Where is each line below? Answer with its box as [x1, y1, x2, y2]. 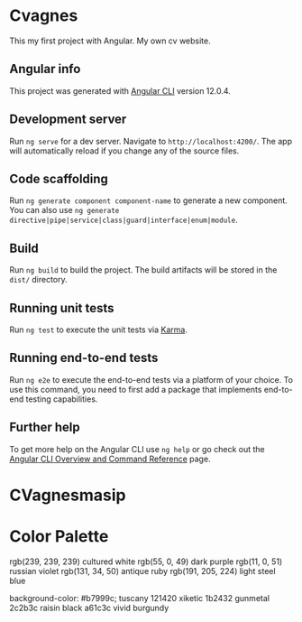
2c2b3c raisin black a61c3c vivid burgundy [9, 602, 169, 613]
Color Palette [9, 526, 109, 546]
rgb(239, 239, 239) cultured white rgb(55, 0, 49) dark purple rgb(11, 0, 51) [9, 556, 283, 567]
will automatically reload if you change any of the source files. [9, 145, 240, 156]
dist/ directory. [9, 274, 68, 285]
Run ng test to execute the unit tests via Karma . [9, 324, 188, 335]
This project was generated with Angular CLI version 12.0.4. [9, 85, 232, 96]
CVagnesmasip [9, 485, 126, 506]
